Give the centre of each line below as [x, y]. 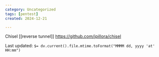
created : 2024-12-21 [26, 18]
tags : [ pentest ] [22, 14]
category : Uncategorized [30, 9]
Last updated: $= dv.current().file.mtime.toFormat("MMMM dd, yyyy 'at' [80, 46]
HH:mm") [13, 50]
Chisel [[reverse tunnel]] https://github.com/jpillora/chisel [63, 36]
